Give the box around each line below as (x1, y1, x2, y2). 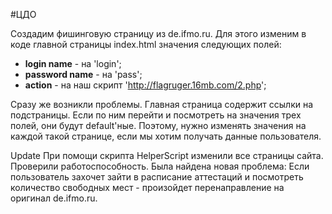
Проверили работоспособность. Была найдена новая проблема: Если (10, 160, 310, 172)
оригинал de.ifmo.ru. (10, 192, 98, 204)
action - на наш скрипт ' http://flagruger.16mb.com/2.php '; (24, 79, 267, 91)
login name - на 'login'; (24, 58, 122, 69)
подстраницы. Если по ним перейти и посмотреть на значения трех (10, 109, 302, 121)
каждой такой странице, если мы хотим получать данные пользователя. (10, 130, 322, 142)
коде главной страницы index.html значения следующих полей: (10, 39, 282, 50)
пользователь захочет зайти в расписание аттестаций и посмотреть (10, 171, 304, 183)
